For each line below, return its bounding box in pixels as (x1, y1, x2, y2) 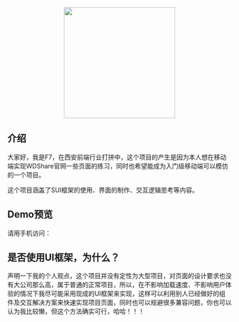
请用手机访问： (7, 228, 51, 237)
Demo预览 (7, 208, 53, 220)
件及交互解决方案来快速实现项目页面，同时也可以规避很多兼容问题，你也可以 (7, 299, 232, 307)
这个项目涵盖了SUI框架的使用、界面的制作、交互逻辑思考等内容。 (7, 186, 199, 194)
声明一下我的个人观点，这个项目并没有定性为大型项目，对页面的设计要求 (7, 272, 219, 280)
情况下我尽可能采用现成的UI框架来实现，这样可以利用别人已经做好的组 (19, 289, 226, 298)
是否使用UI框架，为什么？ (7, 252, 120, 264)
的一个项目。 (7, 171, 45, 179)
